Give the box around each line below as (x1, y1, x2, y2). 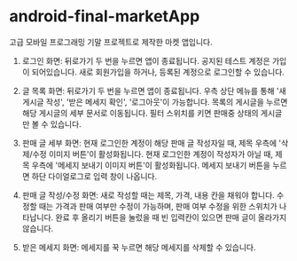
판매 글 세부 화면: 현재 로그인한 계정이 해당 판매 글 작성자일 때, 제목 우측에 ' (21, 138, 282, 148)
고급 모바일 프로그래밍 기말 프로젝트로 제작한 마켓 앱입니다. (9, 36, 213, 47)
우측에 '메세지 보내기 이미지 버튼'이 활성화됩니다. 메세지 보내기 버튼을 (31, 160, 270, 170)
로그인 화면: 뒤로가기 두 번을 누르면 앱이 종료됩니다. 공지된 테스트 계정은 (21, 55, 270, 66)
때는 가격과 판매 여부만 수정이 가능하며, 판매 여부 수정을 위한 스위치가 (38, 201, 277, 211)
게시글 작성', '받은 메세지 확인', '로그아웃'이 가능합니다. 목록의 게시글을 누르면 (21, 96, 288, 107)
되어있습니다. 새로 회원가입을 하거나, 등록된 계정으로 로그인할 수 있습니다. (31, 67, 285, 77)
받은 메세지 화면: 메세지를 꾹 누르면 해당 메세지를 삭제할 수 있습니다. (21, 241, 256, 252)
